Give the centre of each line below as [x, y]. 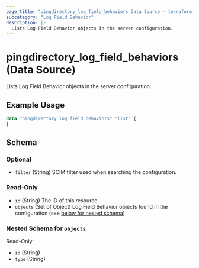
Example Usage [36, 105]
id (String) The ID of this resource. [57, 200]
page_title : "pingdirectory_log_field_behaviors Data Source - [86, 12]
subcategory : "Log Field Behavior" [50, 17]
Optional [19, 159]
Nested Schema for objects [46, 228]
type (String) [30, 259]
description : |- [26, 22]
